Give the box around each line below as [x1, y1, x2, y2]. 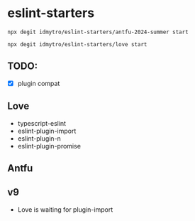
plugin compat [17, 79, 60, 87]
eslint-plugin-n [17, 134, 62, 143]
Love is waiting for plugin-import [17, 205, 113, 214]
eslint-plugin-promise [17, 141, 82, 150]
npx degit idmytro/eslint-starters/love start [7, 41, 147, 48]
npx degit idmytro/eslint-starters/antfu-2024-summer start [7, 28, 189, 36]
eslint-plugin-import [17, 126, 77, 135]
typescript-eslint [17, 119, 66, 127]
